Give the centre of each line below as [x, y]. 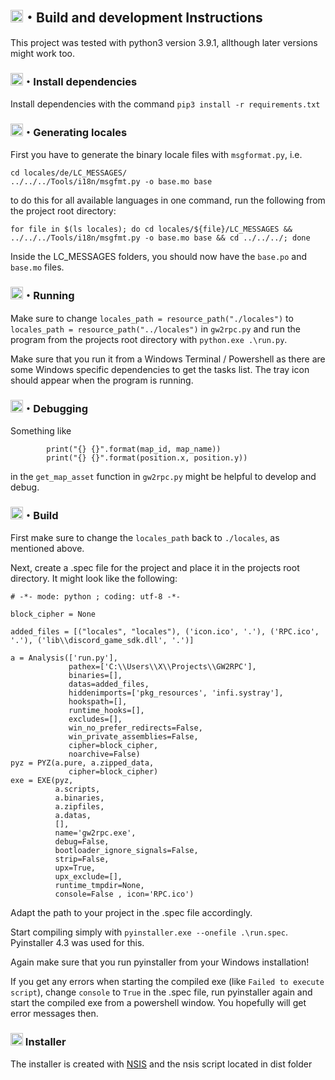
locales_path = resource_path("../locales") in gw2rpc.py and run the [156, 329]
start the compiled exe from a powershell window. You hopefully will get [158, 1003]
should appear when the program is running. [102, 380]
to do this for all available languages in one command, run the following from [168, 200]
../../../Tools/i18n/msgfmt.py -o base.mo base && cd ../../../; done [160, 238]
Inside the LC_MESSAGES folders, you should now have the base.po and [159, 257]
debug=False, [82, 842]
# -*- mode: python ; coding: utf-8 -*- [96, 597]
